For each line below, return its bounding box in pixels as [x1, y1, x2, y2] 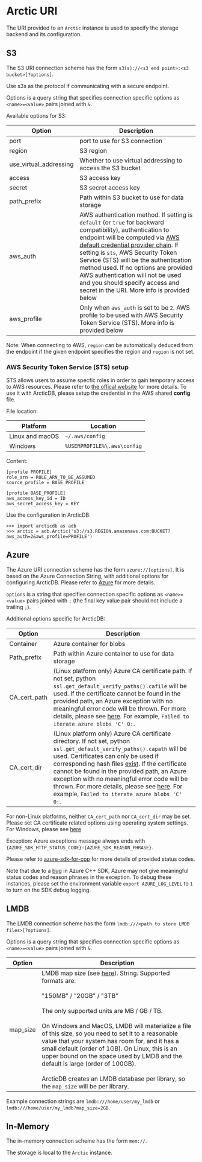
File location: [6, 407, 38, 415]
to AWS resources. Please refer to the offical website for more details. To [6, 383, 187, 391]
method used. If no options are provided [79, 263, 193, 272]
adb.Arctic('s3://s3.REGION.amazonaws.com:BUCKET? [41, 528, 171, 535]
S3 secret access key [79, 183, 140, 191]
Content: [6, 458, 28, 465]
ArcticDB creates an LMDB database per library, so [41, 1074, 185, 1083]
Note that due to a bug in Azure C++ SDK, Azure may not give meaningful [6, 867, 189, 874]
